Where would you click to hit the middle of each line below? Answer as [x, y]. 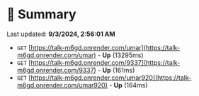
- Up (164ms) [128, 85]
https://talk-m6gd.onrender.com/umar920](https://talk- [111, 78]
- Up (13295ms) [120, 55]
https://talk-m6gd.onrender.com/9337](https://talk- [106, 62]
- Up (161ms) [116, 70]
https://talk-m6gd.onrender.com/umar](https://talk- [106, 47]
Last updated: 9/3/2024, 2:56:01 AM [61, 34]
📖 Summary [41, 14]
